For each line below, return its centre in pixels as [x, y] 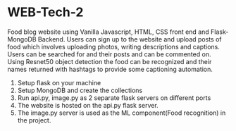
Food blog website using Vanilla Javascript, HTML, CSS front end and [108, 32]
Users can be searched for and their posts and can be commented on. [109, 54]
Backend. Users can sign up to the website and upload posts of [130, 39]
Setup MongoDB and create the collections [80, 90]
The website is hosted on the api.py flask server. [88, 105]
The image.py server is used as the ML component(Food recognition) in [122, 113]
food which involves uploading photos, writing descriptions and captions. [113, 46]
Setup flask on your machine [59, 82]
